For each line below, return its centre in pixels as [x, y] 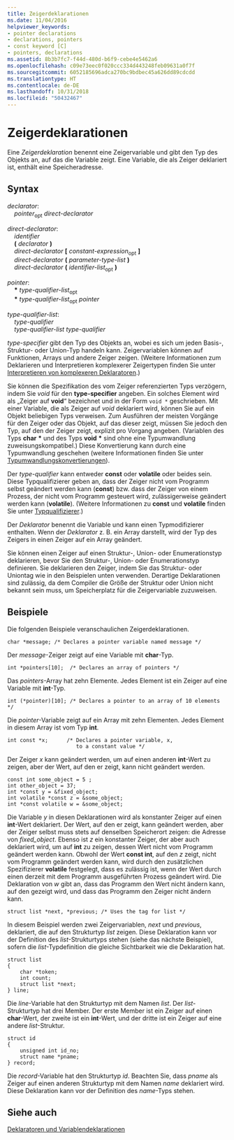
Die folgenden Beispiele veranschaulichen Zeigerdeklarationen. [98, 629]
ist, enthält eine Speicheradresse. [55, 167]
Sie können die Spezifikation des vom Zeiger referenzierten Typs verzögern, [117, 386]
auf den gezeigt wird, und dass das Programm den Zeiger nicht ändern [109, 891]
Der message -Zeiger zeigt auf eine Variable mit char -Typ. [90, 655]
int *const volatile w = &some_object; [65, 804]
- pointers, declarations [45, 53]
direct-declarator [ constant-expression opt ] [77, 251]
